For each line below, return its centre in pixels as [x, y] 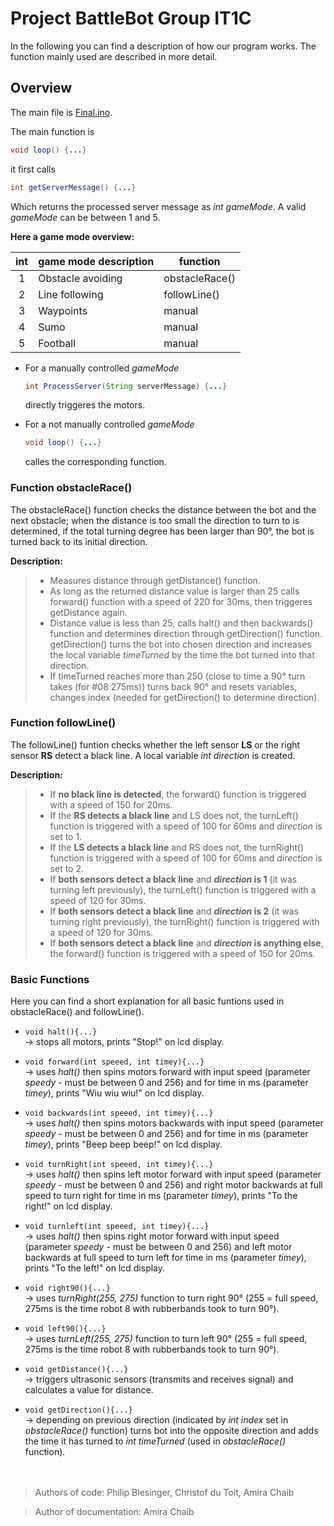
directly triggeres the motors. [85, 405]
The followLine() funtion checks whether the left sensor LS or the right [155, 744]
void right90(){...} [67, 1288]
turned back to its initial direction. [79, 541]
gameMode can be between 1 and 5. [85, 217]
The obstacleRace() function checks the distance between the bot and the [163, 509]
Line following [71, 294]
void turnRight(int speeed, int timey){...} [119, 1165]
